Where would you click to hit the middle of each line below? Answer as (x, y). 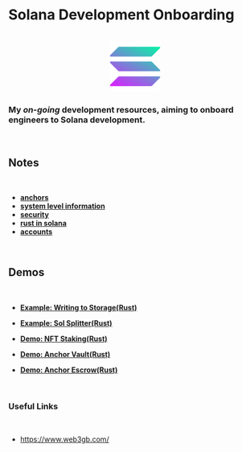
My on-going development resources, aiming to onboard (121, 109)
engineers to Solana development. (77, 120)
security (35, 215)
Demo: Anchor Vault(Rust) (65, 354)
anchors (34, 198)
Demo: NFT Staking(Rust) (64, 339)
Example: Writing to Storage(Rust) (78, 307)
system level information (63, 206)
